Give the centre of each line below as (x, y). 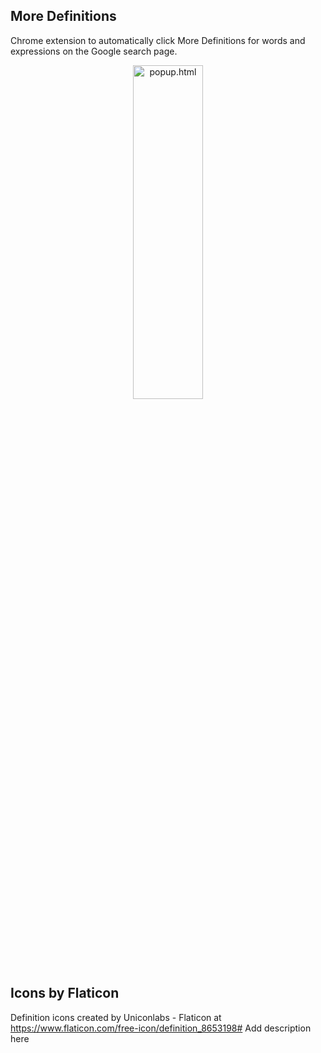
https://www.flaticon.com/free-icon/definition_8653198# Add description (161, 1028)
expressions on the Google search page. (94, 51)
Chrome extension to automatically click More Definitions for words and (158, 40)
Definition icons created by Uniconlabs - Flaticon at (116, 1017)
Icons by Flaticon (65, 993)
